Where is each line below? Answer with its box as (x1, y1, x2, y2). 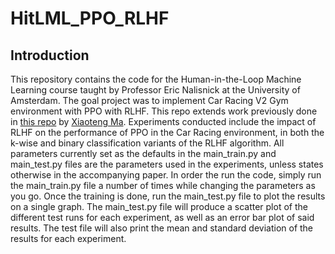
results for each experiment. (10, 233, 127, 244)
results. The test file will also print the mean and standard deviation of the (10, 222, 314, 234)
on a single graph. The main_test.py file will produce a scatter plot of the (10, 201, 308, 212)
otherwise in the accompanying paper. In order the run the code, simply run (10, 169, 322, 181)
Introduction (10, 47, 90, 64)
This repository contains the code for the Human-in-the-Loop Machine (10, 73, 302, 85)
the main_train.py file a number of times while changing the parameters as (10, 180, 316, 191)
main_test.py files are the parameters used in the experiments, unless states (10, 158, 324, 170)
